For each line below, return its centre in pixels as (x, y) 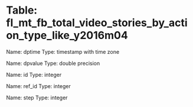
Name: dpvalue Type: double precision (53, 63)
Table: (22, 10)
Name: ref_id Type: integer (38, 86)
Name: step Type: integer (37, 98)
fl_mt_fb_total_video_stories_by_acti (97, 23)
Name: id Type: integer (34, 74)
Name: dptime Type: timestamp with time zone (63, 51)
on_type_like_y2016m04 (67, 35)
